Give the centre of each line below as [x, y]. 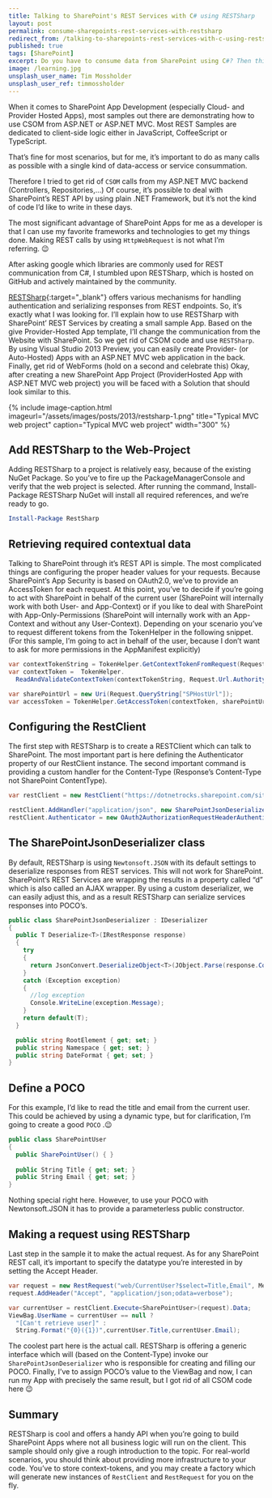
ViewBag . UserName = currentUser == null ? [81, 1315]
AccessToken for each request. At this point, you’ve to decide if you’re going [136, 589]
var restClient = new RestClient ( [67, 796]
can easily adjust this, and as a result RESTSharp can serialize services [127, 896]
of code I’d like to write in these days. [71, 206]
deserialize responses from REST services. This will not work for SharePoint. [136, 870]
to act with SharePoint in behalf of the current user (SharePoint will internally [136, 598]
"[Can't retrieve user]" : [61, 1323]
